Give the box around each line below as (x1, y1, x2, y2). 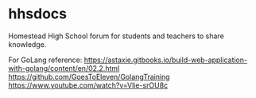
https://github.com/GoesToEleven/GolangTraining (8, 72, 170, 81)
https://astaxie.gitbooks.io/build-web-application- (83, 55, 248, 65)
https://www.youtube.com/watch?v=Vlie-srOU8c (8, 80, 169, 90)
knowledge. (8, 39, 47, 49)
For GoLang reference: (8, 55, 83, 65)
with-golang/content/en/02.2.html (8, 63, 120, 73)
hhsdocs (8, 5, 68, 23)
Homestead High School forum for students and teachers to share (8, 31, 224, 41)
